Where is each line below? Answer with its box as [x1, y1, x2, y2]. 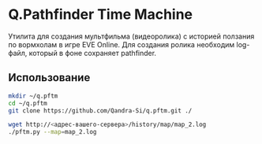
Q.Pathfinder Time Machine [8, 6, 193, 24]
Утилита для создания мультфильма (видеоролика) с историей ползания [8, 31, 255, 41]
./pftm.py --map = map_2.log [8, 128, 97, 136]
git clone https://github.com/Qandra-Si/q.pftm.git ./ [8, 106, 193, 115]
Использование [8, 71, 91, 84]
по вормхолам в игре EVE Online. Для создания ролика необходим [8, 39, 235, 49]
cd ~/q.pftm [8, 99, 47, 107]
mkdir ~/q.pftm [8, 92, 58, 100]
